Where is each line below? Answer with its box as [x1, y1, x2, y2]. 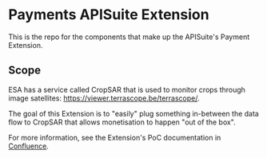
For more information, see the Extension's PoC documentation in [8, 132, 221, 142]
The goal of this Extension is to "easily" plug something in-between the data [8, 109, 260, 118]
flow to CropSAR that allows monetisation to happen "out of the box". [8, 117, 236, 127]
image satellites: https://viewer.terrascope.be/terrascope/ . [8, 93, 200, 103]
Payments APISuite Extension [8, 6, 209, 24]
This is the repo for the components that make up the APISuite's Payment [8, 32, 250, 41]
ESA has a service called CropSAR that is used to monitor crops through [8, 85, 246, 94]
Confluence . [8, 141, 50, 151]
